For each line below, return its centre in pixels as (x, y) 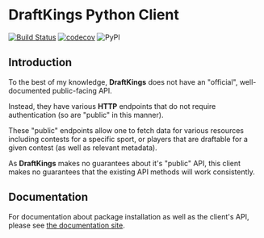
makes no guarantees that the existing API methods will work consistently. (132, 172)
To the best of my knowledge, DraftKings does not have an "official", (123, 81)
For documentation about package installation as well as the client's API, (129, 216)
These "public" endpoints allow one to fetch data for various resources (126, 130)
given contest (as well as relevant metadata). (83, 148)
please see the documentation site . (67, 225)
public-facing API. (82, 90)
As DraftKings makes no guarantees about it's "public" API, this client (124, 163)
